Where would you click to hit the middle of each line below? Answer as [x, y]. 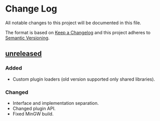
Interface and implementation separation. [55, 103]
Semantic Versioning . [27, 38]
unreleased [24, 54]
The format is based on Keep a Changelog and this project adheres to [78, 32]
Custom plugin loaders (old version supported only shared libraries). [84, 79]
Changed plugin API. [34, 108]
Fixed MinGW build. [33, 113]
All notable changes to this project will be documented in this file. [73, 23]
